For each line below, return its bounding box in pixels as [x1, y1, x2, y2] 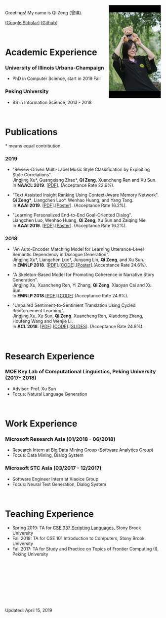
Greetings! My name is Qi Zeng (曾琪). [5, 10, 83, 15]
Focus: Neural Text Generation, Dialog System [12, 481, 106, 487]
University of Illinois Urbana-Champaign [5, 65, 105, 71]
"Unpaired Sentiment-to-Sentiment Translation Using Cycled [12, 302, 136, 308]
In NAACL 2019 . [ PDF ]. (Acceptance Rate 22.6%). [12, 182, 115, 188]
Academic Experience [5, 47, 97, 58]
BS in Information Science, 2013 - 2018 [12, 99, 92, 105]
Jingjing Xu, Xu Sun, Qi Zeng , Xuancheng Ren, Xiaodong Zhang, [12, 313, 144, 319]
